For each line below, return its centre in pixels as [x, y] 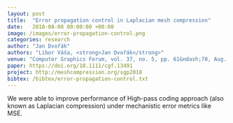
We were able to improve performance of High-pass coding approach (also [115, 99]
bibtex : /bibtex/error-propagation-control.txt [78, 79]
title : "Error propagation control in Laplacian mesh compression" [109, 20]
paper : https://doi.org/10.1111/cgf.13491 [70, 66]
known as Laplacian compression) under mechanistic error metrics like [110, 106]
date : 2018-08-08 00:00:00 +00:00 [61, 27]
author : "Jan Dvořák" [39, 46]
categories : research [39, 40]
